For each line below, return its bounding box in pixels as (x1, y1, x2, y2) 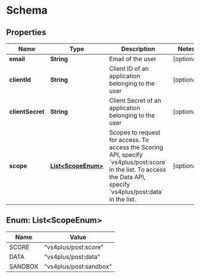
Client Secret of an (109, 96, 162, 105)
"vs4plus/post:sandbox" (43, 262, 112, 270)
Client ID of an (109, 65, 149, 72)
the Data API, (109, 173, 146, 181)
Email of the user (109, 55, 157, 63)
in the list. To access (109, 166, 167, 173)
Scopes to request (109, 128, 161, 137)
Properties (6, 27, 46, 37)
